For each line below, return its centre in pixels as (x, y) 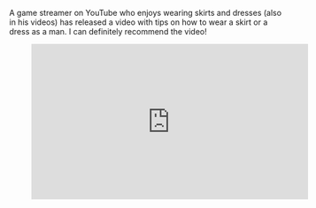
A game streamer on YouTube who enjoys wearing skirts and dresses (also (145, 13)
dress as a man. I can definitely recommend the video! (108, 31)
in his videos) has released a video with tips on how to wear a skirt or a (139, 22)
